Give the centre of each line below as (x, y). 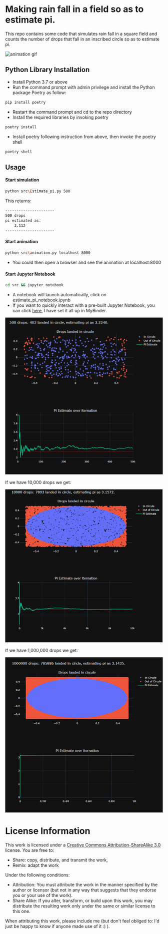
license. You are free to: (30, 850)
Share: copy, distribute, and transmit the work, (60, 860)
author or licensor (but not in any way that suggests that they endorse (84, 890)
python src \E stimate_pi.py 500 (38, 191)
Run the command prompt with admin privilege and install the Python (83, 87)
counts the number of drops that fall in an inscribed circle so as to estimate (82, 39)
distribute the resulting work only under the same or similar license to (84, 906)
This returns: (18, 201)
